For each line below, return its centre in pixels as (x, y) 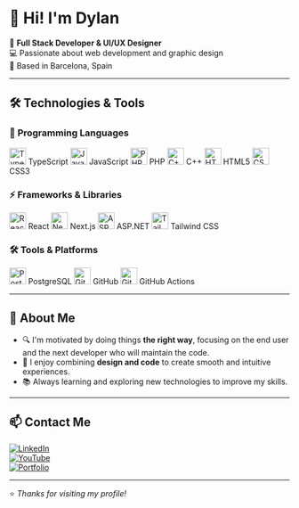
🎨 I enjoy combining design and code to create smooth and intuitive (146, 362)
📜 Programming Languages (69, 133)
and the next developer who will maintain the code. (116, 353)
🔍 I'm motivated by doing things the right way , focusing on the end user (155, 340)
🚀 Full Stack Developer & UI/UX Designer (85, 43)
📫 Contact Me (50, 422)
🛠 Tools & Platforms (54, 250)
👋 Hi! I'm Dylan (65, 18)
